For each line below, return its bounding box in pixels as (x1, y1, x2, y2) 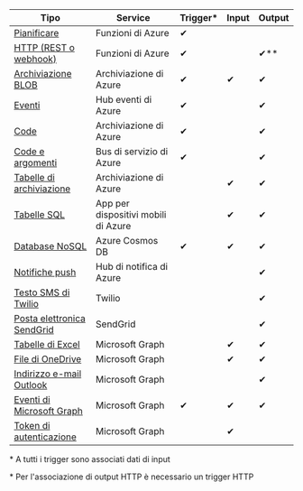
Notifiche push (14, 266, 77, 278)
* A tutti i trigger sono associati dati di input (9, 454, 171, 464)
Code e (14, 145, 45, 157)
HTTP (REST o (14, 42, 75, 53)
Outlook (14, 379, 48, 391)
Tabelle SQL (14, 208, 66, 220)
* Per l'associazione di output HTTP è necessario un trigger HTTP (9, 471, 254, 482)
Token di (14, 420, 50, 431)
